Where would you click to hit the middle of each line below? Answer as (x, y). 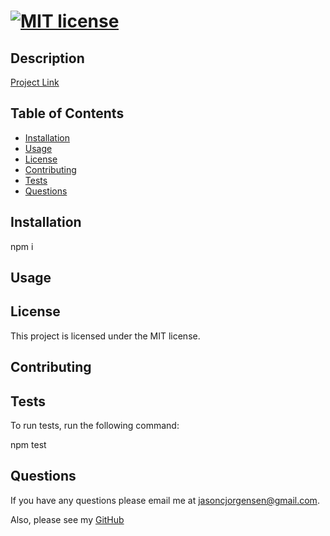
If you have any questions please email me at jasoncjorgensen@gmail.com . (165, 500)
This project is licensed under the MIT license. (105, 336)
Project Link (35, 82)
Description (47, 58)
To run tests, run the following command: (95, 426)
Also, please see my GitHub (67, 519)
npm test (28, 445)
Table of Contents (67, 113)
